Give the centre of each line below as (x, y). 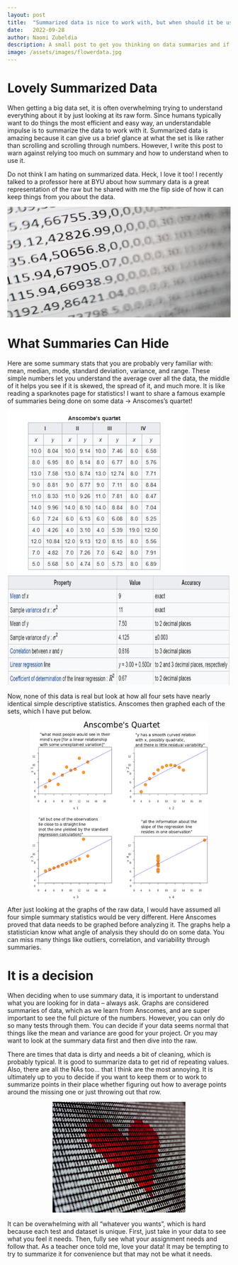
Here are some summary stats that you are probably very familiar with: (110, 363)
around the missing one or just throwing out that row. (84, 1091)
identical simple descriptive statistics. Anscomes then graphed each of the (116, 703)
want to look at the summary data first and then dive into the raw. (102, 1040)
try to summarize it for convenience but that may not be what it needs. (110, 1254)
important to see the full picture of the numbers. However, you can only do (116, 1018)
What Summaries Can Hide (88, 344)
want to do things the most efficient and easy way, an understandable (109, 123)
